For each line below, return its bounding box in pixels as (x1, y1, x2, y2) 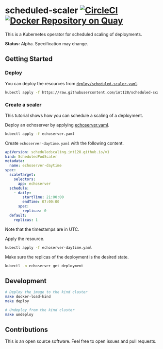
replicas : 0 (22, 208, 47, 214)
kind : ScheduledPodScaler (5, 154, 57, 159)
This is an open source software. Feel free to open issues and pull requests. (5, 338, 157, 344)
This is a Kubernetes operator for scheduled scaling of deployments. (5, 31, 142, 37)
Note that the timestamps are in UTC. (5, 226, 80, 232)
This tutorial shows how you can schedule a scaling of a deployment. (5, 112, 143, 118)
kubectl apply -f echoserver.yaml (5, 131, 75, 136)
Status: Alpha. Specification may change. (5, 40, 88, 46)
